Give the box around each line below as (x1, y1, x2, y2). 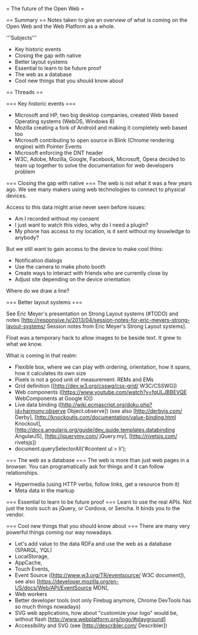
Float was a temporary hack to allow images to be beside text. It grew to (6, 334, 182, 341)
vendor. (6, 511, 25, 518)
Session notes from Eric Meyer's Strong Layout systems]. (46, 323, 187, 330)
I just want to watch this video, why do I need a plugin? (14, 221, 149, 228)
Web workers (14, 591, 47, 597)
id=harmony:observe (14, 408, 66, 414)
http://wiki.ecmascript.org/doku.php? (61, 401, 152, 408)
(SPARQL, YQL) (14, 547, 52, 553)
